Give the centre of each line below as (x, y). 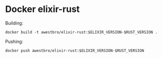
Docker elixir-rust (42, 9)
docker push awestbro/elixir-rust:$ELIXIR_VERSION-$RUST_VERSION (74, 50)
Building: (14, 23)
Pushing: (14, 41)
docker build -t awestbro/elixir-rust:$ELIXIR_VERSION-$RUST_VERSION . (81, 32)
